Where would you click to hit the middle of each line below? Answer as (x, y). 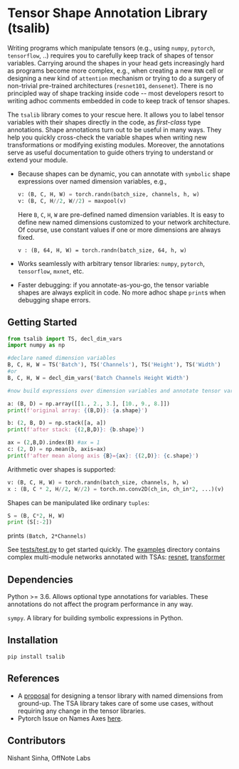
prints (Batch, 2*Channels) (47, 536)
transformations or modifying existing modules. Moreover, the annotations (116, 144)
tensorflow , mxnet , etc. (51, 271)
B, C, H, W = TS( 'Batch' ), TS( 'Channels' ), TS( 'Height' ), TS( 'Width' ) (114, 365)
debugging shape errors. (54, 299)
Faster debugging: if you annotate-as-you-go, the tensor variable (113, 285)
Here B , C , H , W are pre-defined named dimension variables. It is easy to (121, 214)
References (33, 678)
